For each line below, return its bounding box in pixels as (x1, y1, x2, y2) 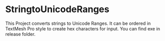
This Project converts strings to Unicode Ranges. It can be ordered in (5, 20, 151, 26)
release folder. (5, 31, 36, 37)
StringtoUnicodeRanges (5, 4, 110, 15)
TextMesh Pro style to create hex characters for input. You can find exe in (5, 25, 160, 31)
